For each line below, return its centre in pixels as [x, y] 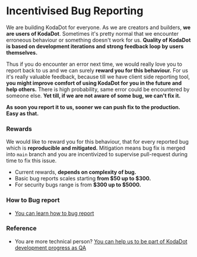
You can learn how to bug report [54, 213]
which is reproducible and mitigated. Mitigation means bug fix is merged [96, 148]
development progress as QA [50, 248]
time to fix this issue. [31, 161]
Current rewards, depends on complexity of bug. [75, 172]
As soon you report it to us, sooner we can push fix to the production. [93, 107]
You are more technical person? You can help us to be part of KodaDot [101, 241]
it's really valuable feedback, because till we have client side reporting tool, [98, 77]
